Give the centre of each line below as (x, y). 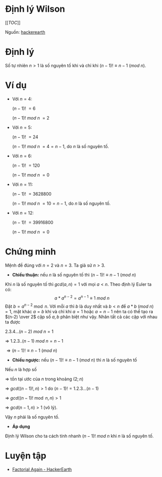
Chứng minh (30, 251)
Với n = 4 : (22, 99)
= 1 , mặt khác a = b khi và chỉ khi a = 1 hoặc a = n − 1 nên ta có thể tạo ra (79, 312)
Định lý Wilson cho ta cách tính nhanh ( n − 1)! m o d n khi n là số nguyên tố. (79, 436)
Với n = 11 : (22, 184)
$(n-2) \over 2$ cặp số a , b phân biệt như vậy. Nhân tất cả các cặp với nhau (81, 317)
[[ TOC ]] (13, 23)
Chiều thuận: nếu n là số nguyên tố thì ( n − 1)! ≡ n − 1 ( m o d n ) (74, 275)
